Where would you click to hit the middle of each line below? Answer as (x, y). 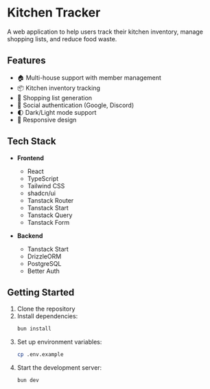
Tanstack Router (50, 200)
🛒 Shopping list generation (55, 98)
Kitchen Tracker (54, 13)
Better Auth (44, 271)
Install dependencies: (47, 316)
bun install (34, 329)
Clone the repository (46, 309)
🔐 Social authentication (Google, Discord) (75, 105)
